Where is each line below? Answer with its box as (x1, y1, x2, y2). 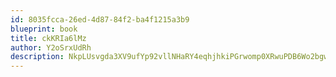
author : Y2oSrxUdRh (10, 42, 92, 53)
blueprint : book (10, 24, 78, 34)
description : (10, 52, 65, 62)
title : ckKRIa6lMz (10, 33, 87, 43)
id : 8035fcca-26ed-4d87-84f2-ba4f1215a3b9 (10, 14, 190, 25)
